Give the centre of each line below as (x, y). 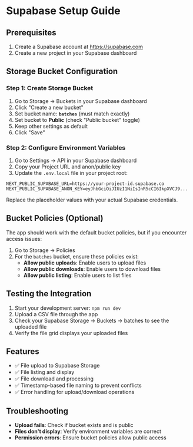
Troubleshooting (37, 411)
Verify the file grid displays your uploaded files (71, 333)
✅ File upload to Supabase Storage (57, 366)
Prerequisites (31, 33)
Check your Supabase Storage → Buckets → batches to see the (92, 320)
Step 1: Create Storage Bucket (50, 88)
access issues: (24, 239)
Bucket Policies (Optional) (55, 218)
